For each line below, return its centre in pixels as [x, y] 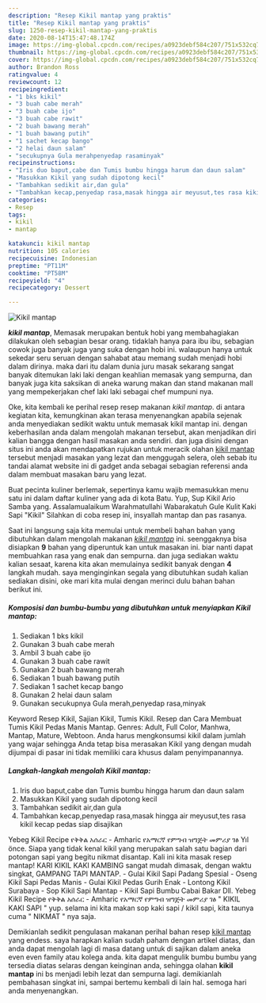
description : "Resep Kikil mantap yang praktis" [90, 15]
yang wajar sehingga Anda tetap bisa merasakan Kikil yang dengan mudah [130, 744]
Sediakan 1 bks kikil [51, 636]
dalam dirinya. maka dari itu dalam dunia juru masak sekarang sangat [121, 366]
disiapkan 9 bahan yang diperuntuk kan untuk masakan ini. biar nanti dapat [131, 547]
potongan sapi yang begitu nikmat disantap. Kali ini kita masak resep [120, 857]
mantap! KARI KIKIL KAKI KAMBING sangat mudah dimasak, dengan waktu [130, 866]
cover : [19, 60]
